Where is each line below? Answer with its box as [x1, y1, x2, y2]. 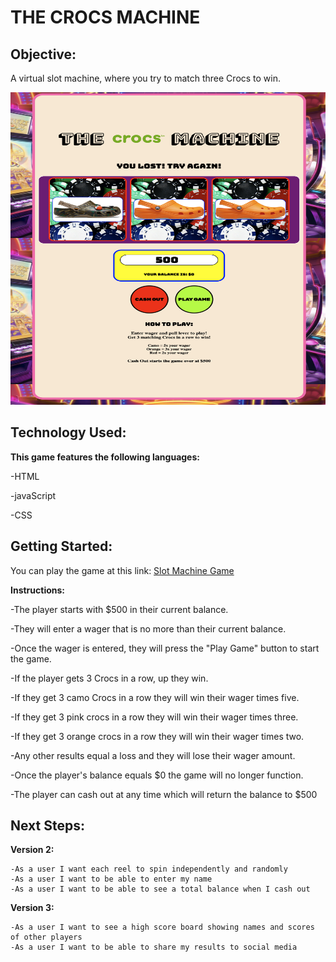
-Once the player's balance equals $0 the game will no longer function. [10, 769, 304, 781]
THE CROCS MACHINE [10, 6, 201, 29]
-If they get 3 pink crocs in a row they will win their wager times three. [10, 711, 299, 723]
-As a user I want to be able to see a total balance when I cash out [10, 884, 311, 895]
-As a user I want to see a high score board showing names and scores [10, 922, 315, 933]
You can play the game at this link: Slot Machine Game [10, 564, 235, 576]
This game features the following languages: [10, 451, 200, 463]
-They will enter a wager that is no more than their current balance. [10, 622, 287, 635]
